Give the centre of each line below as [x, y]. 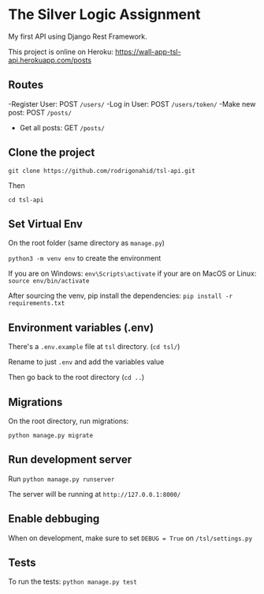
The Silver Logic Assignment [104, 15]
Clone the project [52, 153]
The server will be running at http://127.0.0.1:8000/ [95, 494]
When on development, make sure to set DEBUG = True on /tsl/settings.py [130, 538]
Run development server [70, 460]
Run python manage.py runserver [61, 479]
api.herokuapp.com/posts [50, 60]
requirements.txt [37, 303]
